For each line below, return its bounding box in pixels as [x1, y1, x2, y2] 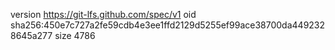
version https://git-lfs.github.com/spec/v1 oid [10, 9, 197, 20]
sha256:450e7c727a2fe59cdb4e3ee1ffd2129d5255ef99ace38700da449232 [10, 19, 326, 31]
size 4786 [54, 30, 96, 41]
